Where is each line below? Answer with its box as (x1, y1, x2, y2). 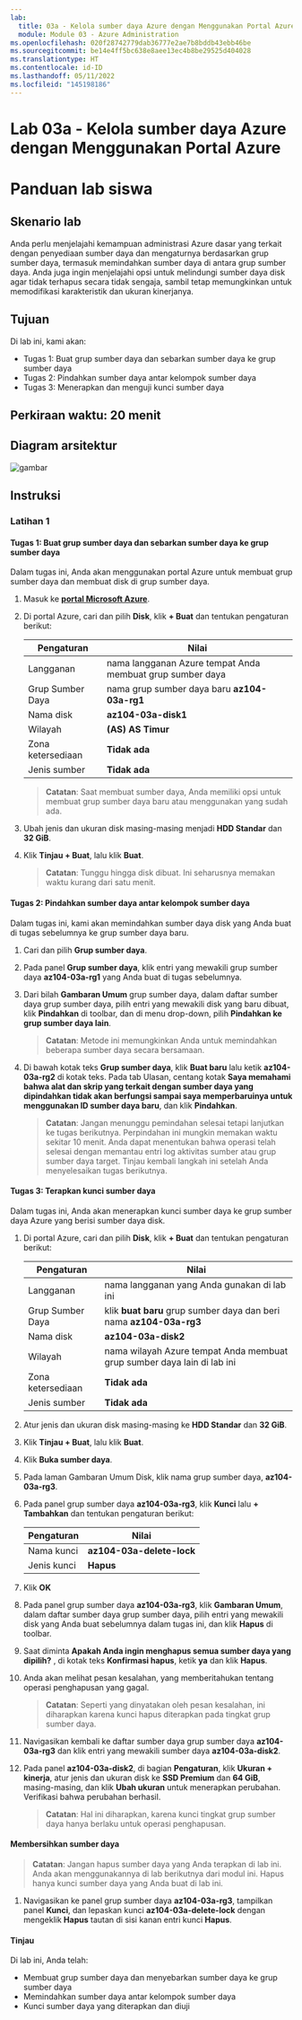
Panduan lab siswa (10, 179, 153, 198)
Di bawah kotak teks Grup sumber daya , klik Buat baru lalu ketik (22, 1061, 263, 1073)
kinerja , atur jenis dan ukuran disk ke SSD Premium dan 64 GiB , (22, 1772, 261, 1783)
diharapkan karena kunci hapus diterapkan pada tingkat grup (45, 1708, 272, 1719)
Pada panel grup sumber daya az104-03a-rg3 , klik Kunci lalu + (22, 1498, 259, 1509)
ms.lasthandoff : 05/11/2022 (10, 72, 116, 81)
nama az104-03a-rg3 (104, 1315, 202, 1328)
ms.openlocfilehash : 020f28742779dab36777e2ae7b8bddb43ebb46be (10, 38, 252, 48)
